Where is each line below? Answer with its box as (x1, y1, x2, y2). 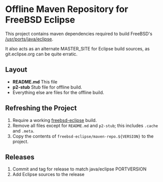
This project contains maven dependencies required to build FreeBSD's (5, 30, 152, 36)
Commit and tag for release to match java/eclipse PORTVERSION (12, 166, 147, 172)
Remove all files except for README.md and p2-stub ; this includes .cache (12, 122, 158, 128)
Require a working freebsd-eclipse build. (12, 117, 97, 123)
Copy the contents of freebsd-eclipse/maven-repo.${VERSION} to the (12, 133, 154, 139)
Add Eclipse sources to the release (12, 171, 85, 177)
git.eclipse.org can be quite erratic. (5, 51, 78, 57)
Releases (5, 152, 35, 161)
